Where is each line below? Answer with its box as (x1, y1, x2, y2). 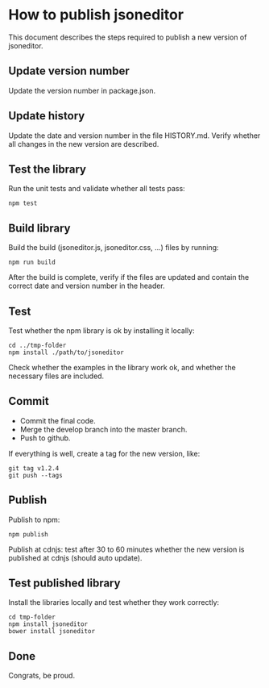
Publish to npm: (8, 515, 60, 524)
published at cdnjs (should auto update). (8, 552, 143, 562)
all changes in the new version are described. (8, 139, 159, 148)
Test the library (8, 162, 87, 176)
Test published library (8, 577, 121, 590)
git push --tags (8, 471, 63, 479)
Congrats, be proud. (8, 671, 75, 681)
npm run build (8, 258, 56, 267)
